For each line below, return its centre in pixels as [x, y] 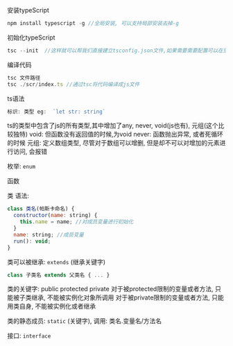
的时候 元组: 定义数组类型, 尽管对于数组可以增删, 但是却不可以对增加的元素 [113, 143]
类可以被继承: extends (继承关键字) [57, 261]
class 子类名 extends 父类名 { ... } [59, 275]
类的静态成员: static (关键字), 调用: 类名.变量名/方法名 [85, 321]
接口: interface [29, 336]
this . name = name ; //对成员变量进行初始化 [77, 222]
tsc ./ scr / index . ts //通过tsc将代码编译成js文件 [74, 84]
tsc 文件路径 [24, 78]
